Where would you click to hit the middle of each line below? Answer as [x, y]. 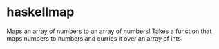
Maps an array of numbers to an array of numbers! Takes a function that [109, 31]
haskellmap [40, 12]
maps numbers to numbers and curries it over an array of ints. [95, 38]
